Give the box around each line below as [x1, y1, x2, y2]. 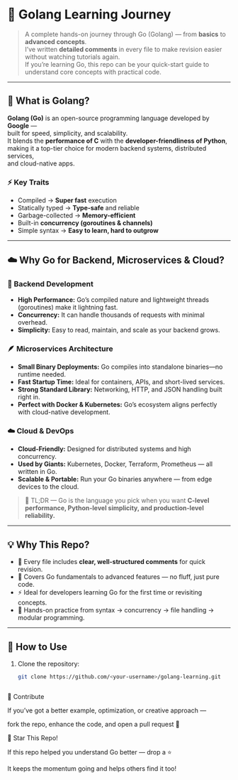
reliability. [24, 511, 55, 520]
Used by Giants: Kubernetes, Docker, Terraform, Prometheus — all [17, 460, 213, 468]
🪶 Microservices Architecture [7, 344, 113, 354]
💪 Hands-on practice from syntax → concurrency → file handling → [17, 606, 215, 614]
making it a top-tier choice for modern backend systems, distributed [7, 143, 207, 152]
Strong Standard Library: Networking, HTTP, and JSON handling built [17, 385, 222, 394]
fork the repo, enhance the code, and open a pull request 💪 [7, 720, 181, 728]
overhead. [17, 318, 48, 326]
